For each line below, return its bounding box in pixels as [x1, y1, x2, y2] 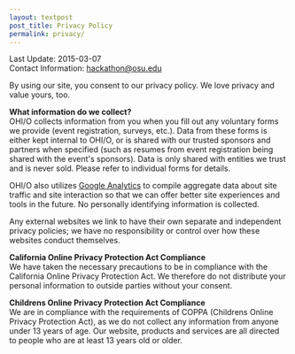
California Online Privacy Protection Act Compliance [9, 252, 206, 263]
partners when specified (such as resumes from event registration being [9, 144, 274, 155]
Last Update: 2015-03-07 [9, 54, 102, 65]
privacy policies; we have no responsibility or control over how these [9, 226, 260, 236]
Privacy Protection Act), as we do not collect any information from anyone [9, 316, 279, 327]
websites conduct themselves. [9, 235, 121, 246]
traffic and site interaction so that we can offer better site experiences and [9, 189, 281, 200]
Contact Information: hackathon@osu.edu [9, 63, 162, 73]
